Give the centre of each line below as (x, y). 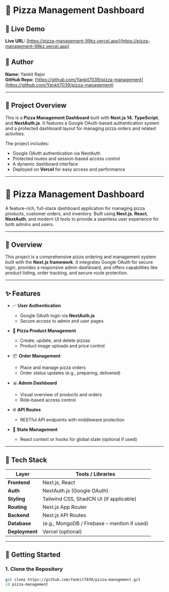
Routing (17, 507)
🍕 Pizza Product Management (44, 331)
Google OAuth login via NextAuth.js (57, 316)
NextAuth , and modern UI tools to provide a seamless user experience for (82, 219)
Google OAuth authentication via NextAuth (56, 153)
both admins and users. (30, 224)
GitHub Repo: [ (21, 80)
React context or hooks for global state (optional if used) (78, 439)
